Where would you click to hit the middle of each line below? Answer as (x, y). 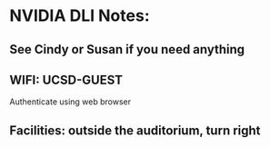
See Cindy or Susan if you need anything (127, 49)
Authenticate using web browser (70, 102)
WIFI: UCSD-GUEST (66, 79)
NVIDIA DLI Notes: (80, 16)
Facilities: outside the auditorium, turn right (135, 130)
